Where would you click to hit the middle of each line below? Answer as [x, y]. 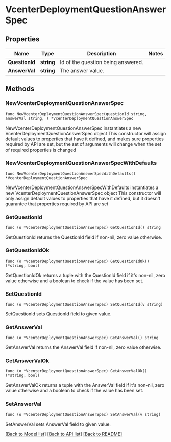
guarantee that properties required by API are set [57, 204]
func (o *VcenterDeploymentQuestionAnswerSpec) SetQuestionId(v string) [84, 304]
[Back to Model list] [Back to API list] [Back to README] [64, 434]
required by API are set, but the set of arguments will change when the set [83, 144]
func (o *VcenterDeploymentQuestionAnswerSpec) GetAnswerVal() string [82, 338]
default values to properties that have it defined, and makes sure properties [85, 139]
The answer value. [82, 70]
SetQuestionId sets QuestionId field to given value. [58, 314]
